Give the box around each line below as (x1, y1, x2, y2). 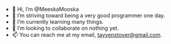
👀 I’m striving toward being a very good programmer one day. (11, 12, 166, 19)
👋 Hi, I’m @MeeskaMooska (11, 6, 79, 12)
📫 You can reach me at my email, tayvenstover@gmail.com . (11, 32, 163, 38)
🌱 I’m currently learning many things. (11, 18, 104, 25)
